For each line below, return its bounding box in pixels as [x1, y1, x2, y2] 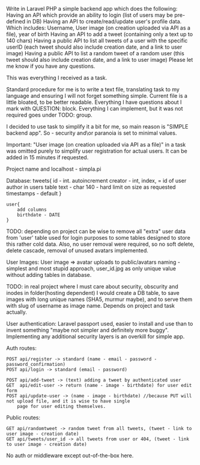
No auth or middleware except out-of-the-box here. [6, 452, 134, 459]
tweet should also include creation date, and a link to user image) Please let [6, 56, 193, 63]
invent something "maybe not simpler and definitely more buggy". [6, 327, 169, 333]
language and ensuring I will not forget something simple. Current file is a [6, 93, 188, 99]
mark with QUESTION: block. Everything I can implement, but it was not [6, 105, 183, 112]
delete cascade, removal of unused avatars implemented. [6, 247, 149, 254]
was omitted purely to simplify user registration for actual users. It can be [6, 147, 187, 154]
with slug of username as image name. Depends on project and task [6, 302, 175, 309]
